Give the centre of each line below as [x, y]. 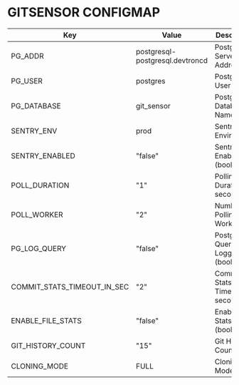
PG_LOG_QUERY [38, 248]
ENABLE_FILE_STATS [46, 320]
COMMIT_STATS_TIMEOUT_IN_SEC [70, 287]
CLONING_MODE [40, 366]
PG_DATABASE [36, 106]
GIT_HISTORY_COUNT [48, 345]
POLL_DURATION [40, 185]
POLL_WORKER [37, 215]
